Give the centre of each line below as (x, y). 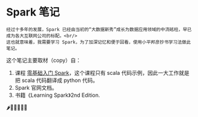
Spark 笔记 (33, 12)
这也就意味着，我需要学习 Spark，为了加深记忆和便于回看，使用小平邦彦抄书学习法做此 (98, 42)
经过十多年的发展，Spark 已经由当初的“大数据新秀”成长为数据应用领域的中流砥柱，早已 (99, 29)
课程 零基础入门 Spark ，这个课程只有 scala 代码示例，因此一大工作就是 (102, 72)
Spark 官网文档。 (36, 87)
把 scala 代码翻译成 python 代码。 (56, 80)
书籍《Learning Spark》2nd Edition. (57, 95)
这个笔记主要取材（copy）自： (44, 60)
